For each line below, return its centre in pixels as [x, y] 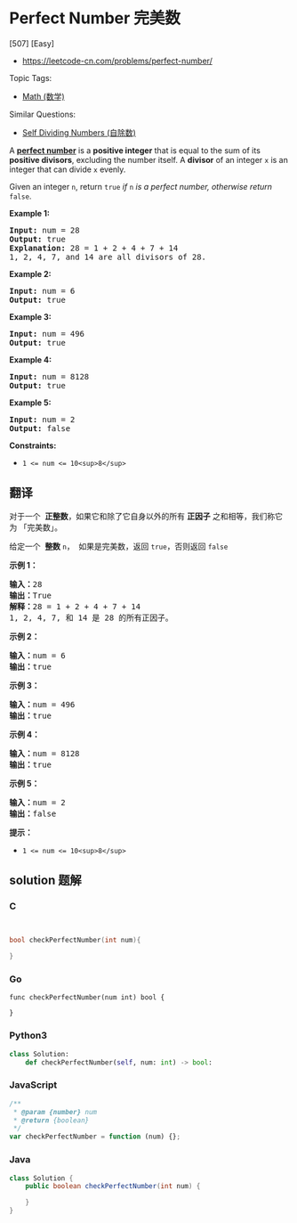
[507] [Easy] [32, 43]
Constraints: [33, 445]
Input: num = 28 [44, 230]
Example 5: [30, 403]
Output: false [40, 428]
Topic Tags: [31, 77]
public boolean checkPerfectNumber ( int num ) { [113, 1186]
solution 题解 [45, 881]
